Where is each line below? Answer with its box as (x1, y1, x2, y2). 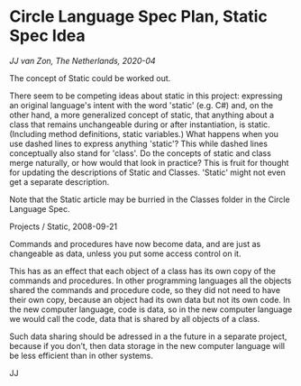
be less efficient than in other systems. (9, 350, 153, 361)
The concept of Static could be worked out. (9, 72, 171, 83)
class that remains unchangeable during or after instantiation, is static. (9, 119, 270, 130)
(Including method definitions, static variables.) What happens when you (9, 128, 279, 139)
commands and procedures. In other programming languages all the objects (9, 275, 292, 286)
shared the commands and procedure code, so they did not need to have (9, 284, 281, 295)
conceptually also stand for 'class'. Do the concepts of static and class (9, 147, 272, 159)
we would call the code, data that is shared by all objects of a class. (9, 313, 260, 324)
